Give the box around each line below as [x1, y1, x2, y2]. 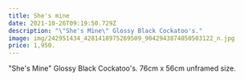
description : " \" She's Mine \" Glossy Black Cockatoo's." [8, 26, 203, 34]
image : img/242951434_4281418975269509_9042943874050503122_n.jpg [8, 34, 235, 43]
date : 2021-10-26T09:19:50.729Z [8, 19, 116, 27]
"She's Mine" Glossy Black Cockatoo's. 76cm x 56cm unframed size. [8, 63, 237, 73]
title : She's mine [8, 11, 70, 20]
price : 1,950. [8, 42, 56, 50]
